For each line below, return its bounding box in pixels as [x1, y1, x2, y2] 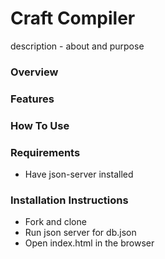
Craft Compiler [10, 7, 136, 30]
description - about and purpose [10, 40, 145, 52]
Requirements [10, 145, 81, 159]
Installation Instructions [10, 193, 129, 207]
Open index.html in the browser [24, 237, 155, 249]
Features [10, 92, 55, 106]
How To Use [10, 118, 70, 132]
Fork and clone [24, 216, 87, 228]
